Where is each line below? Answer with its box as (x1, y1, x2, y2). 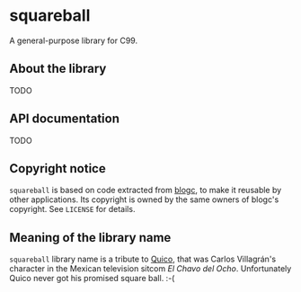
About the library (9, 61, 107, 76)
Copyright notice (9, 161, 106, 176)
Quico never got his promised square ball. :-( (9, 273, 175, 284)
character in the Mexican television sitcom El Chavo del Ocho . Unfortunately (9, 263, 292, 274)
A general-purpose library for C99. (9, 35, 137, 46)
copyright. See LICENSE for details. (9, 204, 136, 215)
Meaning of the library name (9, 230, 172, 245)
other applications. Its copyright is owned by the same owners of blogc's (9, 194, 279, 205)
